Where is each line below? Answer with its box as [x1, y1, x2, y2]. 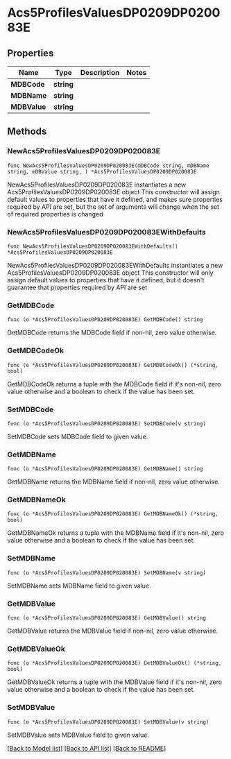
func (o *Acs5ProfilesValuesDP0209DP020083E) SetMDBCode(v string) [7, 420, 207, 427]
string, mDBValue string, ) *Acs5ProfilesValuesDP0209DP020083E [7, 168, 197, 175]
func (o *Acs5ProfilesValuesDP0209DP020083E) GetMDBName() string [7, 466, 203, 472]
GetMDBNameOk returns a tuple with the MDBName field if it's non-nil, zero [7, 529, 224, 537]
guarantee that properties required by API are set [7, 283, 148, 291]
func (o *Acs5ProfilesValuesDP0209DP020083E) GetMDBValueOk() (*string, [7, 660, 222, 667]
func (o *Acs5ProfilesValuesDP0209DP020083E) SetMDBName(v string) [7, 569, 207, 577]
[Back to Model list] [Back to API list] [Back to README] [7, 744, 166, 752]
